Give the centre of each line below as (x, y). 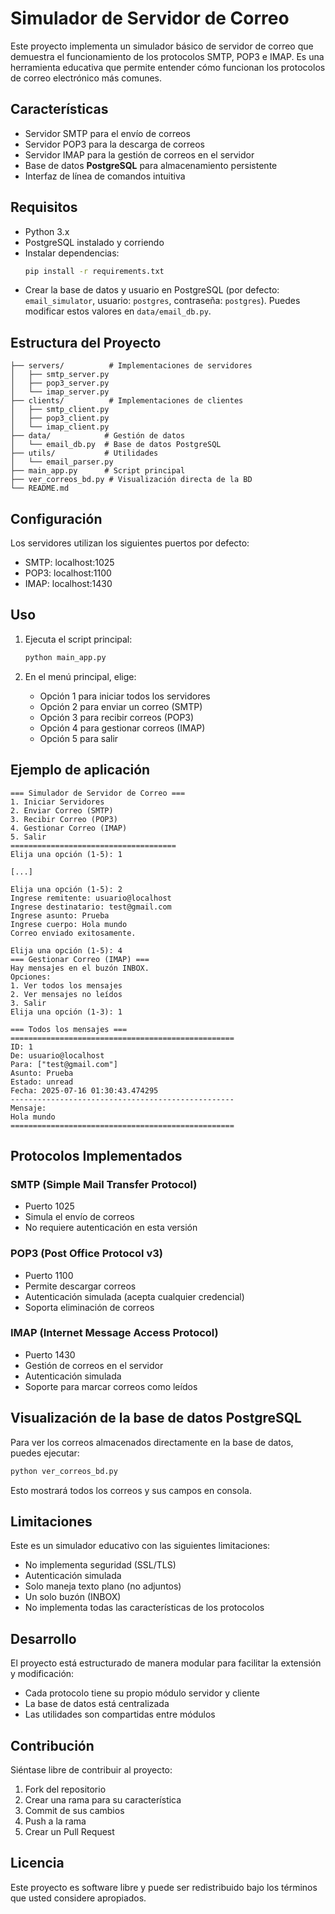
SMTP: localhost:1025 (69, 563)
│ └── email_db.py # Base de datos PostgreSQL (116, 445)
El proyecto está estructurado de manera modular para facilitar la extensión (166, 1663)
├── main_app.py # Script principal (98, 471)
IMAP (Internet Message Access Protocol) (114, 1333)
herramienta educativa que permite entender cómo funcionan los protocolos (168, 67)
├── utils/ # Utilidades (84, 453)
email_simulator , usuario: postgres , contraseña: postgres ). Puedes (162, 301)
